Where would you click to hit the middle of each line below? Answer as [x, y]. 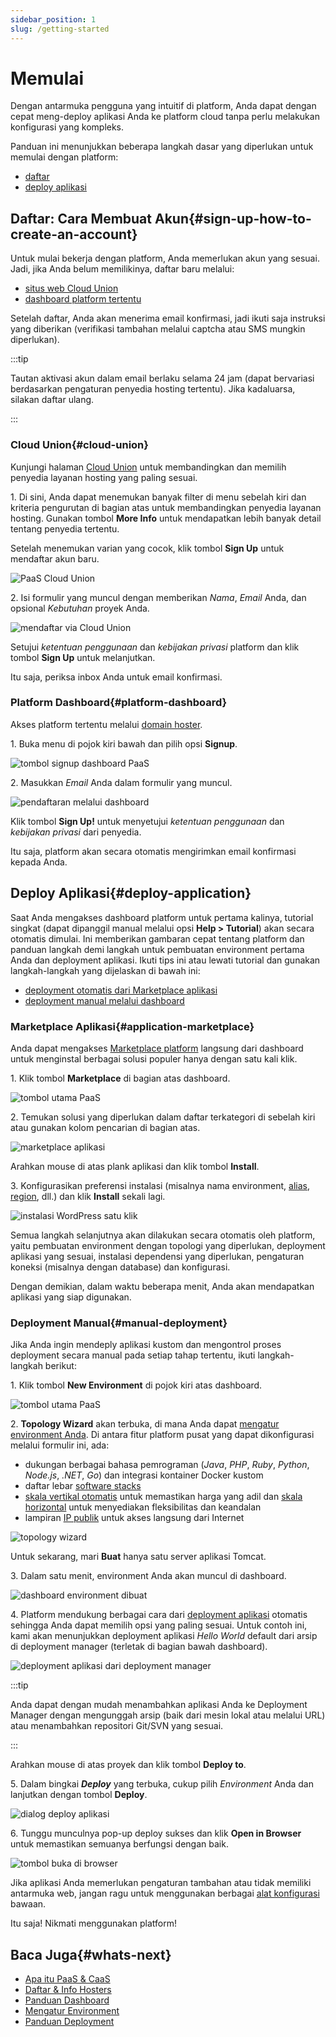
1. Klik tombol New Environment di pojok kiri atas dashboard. [136, 1385]
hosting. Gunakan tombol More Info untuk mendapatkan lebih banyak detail [166, 518]
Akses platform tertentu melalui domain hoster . [106, 724]
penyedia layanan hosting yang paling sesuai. [104, 477]
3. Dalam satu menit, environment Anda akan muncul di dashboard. [148, 1576]
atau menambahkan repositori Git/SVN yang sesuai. [117, 1726]
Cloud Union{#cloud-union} [79, 445]
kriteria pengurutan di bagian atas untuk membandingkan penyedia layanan [166, 507]
